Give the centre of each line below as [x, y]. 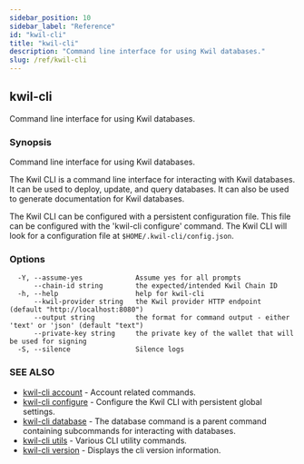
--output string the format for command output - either [162, 318]
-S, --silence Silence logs [101, 350]
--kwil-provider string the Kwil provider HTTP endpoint [147, 302]
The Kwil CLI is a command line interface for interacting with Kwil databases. [152, 180]
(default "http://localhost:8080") [77, 310]
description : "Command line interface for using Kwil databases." [137, 52]
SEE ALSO [32, 372]
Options [27, 260]
